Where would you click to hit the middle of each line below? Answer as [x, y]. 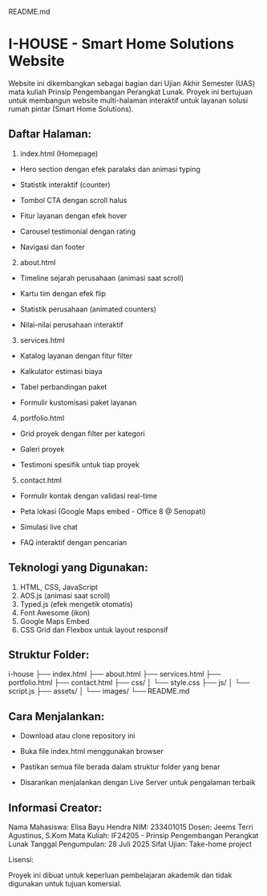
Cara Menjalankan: [57, 717]
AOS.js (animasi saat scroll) [65, 595]
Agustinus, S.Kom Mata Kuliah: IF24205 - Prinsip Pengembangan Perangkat [133, 835]
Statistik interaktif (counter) [65, 185]
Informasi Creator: [55, 807]
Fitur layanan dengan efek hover [73, 215]
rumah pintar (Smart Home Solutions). [71, 108]
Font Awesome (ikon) [55, 613]
